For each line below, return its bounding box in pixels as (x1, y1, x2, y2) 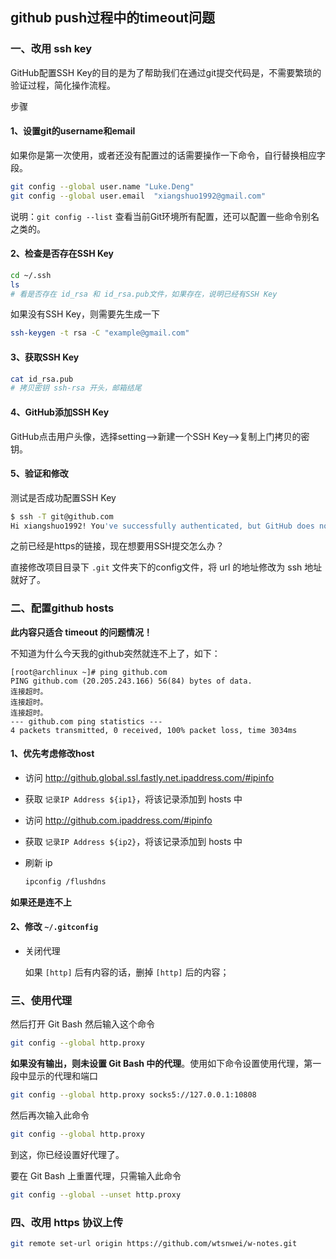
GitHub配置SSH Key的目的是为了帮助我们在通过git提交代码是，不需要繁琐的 (10, 66, 322, 78)
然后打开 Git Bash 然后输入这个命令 (10, 1018, 155, 1030)
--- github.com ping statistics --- (10, 716, 163, 727)
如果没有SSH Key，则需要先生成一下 (10, 308, 160, 320)
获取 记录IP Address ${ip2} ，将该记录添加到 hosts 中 (24, 835, 243, 847)
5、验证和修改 (10, 468, 69, 480)
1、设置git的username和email (10, 125, 136, 137)
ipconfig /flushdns (24, 876, 107, 887)
